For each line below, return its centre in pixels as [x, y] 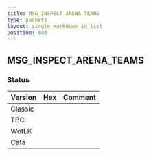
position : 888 [27, 32]
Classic [22, 109]
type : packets [27, 20]
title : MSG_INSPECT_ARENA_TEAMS [53, 13]
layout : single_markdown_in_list [55, 26]
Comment [79, 97]
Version [24, 97]
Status [18, 79]
